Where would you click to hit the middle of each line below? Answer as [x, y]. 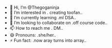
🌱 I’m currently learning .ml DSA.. [43, 18]
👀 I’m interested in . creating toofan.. [46, 12]
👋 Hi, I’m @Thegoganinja [34, 7]
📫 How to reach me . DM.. [36, 28]
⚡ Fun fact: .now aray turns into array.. [48, 40]
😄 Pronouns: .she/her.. [33, 35]
